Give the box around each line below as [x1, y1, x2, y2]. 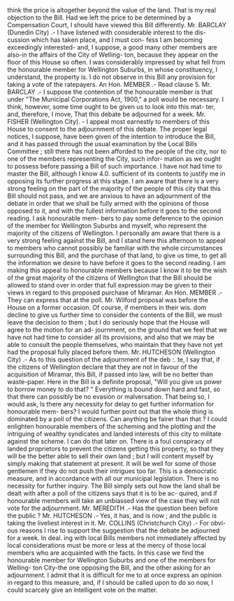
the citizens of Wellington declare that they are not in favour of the [7, 363, 198, 371]
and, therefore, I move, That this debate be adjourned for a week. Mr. [7, 110, 206, 118]
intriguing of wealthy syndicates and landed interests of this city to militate [7, 430, 221, 438]
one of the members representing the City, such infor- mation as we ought [7, 155, 221, 163]
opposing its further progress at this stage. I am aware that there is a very [7, 177, 219, 185]
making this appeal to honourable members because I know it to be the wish [7, 266, 227, 274]
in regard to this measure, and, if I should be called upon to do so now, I [7, 579, 214, 586]
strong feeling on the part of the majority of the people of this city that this [7, 185, 221, 192]
